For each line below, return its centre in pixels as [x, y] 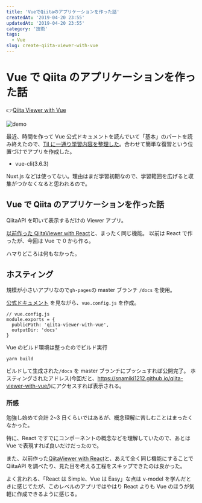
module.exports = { [31, 320]
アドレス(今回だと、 [73, 378]
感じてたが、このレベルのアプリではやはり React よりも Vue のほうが [103, 486]
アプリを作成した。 [51, 151]
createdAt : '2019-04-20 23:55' [46, 18]
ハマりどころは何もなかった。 [43, 253]
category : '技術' [27, 29]
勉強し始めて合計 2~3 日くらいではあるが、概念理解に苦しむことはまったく [99, 417]
